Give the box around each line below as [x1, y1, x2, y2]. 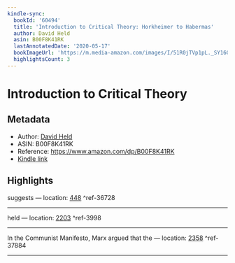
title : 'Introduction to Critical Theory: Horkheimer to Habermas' [13, 23, 215, 30]
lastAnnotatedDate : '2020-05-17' [13, 43, 111, 50]
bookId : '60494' [13, 17, 61, 24]
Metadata [7, 113, 50, 126]
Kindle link [17, 155, 48, 163]
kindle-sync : [7, 10, 45, 17]
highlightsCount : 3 [13, 56, 71, 63]
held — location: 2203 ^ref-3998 [7, 213, 101, 222]
